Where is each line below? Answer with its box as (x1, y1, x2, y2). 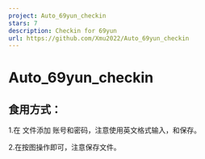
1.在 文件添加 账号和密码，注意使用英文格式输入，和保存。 (8, 125, 202, 135)
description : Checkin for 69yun (8, 26, 117, 35)
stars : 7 (8, 19, 38, 27)
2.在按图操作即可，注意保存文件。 (8, 142, 121, 153)
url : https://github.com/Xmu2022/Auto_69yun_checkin (8, 34, 190, 43)
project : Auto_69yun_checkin (8, 11, 107, 20)
